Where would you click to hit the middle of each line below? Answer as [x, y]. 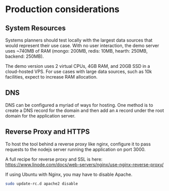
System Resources [35, 28]
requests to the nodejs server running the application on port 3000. [75, 149]
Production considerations [62, 9]
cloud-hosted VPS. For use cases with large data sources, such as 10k [79, 71]
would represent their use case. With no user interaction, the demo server [82, 46]
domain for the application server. [40, 116]
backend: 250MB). [25, 56]
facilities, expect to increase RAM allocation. [51, 77]
